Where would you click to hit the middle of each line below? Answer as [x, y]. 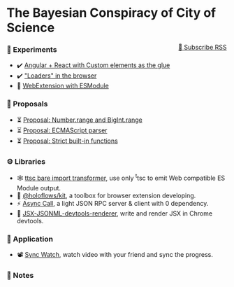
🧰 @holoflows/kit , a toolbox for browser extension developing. [106, 195]
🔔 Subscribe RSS [203, 47]
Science [31, 28]
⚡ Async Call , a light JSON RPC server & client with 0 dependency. [112, 203]
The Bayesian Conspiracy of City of [111, 13]
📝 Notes [20, 275]
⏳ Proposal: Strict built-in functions [67, 141]
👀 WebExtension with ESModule [63, 86]
